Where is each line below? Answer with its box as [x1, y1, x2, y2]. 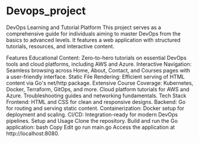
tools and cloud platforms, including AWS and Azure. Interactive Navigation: [6, 61, 192, 68]
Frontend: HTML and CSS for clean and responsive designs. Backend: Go [6, 98, 186, 105]
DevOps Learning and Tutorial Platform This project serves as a [6, 24, 162, 31]
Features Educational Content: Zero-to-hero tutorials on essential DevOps [6, 54, 187, 61]
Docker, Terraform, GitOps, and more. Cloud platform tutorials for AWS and [6, 85, 189, 93]
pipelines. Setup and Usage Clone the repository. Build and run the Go [6, 117, 178, 124]
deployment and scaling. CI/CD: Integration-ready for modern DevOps [6, 111, 178, 118]
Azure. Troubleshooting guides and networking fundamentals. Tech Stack [6, 92, 187, 99]
